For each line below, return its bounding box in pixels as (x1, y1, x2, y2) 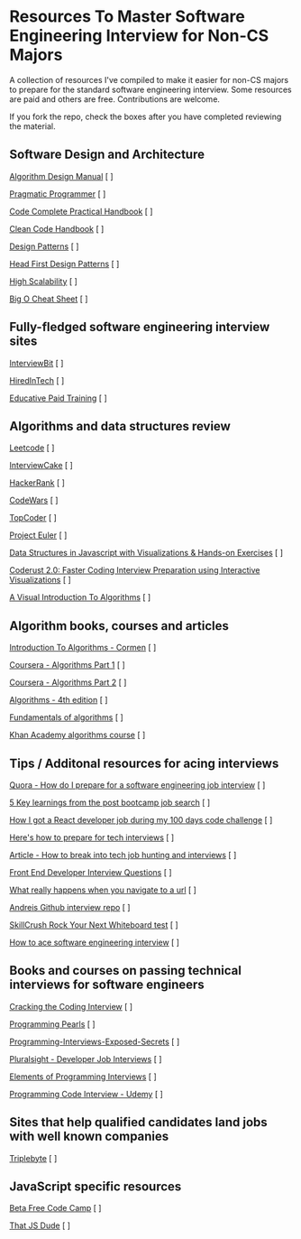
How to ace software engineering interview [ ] (9, 937, 180, 948)
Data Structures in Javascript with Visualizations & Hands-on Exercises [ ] (9, 548, 284, 559)
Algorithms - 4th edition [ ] (9, 695, 108, 706)
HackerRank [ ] (9, 477, 66, 488)
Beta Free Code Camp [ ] (9, 1203, 102, 1214)
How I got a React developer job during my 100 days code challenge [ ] (9, 815, 273, 825)
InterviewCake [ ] (9, 460, 74, 471)
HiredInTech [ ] (9, 374, 65, 385)
